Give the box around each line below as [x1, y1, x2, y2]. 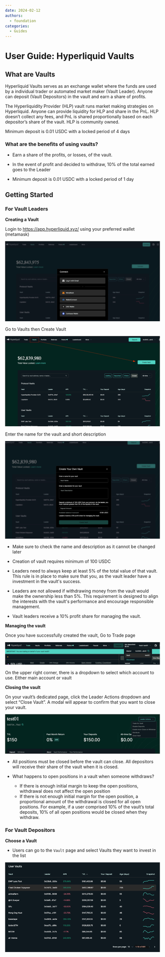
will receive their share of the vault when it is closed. [12, 764, 119, 770]
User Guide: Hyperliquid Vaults [5, 51, 135, 62]
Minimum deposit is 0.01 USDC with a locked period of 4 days [5, 129, 130, 135]
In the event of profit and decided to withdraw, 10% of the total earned [12, 162, 155, 168]
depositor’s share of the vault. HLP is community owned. [5, 119, 120, 125]
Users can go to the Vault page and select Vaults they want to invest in [12, 847, 156, 853]
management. [12, 604, 41, 610]
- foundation [9, 18, 36, 23]
